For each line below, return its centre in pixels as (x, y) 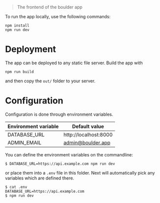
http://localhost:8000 (88, 134)
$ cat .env (16, 187)
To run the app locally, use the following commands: (58, 16)
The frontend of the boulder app (50, 7)
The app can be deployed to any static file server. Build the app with (74, 63)
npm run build (20, 72)
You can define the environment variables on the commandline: (69, 154)
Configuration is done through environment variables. (59, 114)
